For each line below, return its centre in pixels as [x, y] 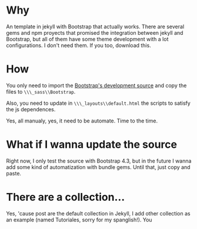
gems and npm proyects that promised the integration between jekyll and [95, 32]
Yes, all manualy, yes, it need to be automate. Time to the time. [82, 121]
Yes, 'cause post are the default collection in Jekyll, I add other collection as [98, 213]
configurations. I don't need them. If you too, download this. [79, 45]
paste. [14, 173]
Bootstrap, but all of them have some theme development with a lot [87, 39]
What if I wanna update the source [92, 145]
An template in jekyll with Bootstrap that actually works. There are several [95, 26]
